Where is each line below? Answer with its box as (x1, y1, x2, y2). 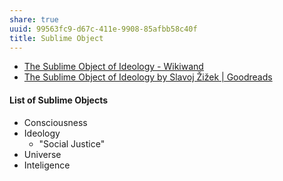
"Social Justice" (38, 137, 106, 150)
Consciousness (23, 116, 88, 128)
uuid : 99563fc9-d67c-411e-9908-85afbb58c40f (9, 24, 198, 34)
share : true (9, 14, 59, 25)
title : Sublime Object (9, 33, 104, 43)
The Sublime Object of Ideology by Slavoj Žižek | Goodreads (23, 71, 273, 83)
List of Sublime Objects (9, 94, 109, 106)
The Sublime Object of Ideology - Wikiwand (23, 61, 204, 73)
